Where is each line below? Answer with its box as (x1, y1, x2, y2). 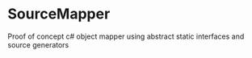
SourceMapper (7, 5, 111, 23)
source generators (7, 39, 69, 49)
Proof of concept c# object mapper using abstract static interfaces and (7, 31, 245, 41)
